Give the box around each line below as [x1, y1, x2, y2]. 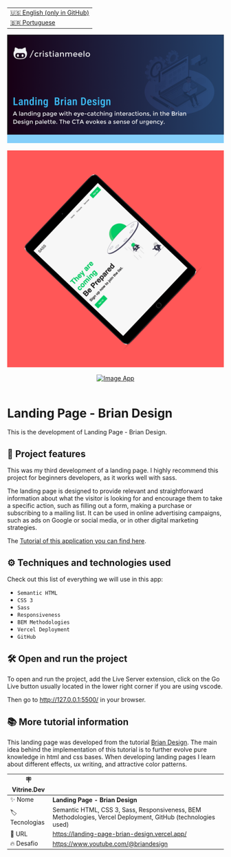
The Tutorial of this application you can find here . [7, 537, 146, 545]
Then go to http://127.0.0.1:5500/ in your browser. [7, 695, 146, 703]
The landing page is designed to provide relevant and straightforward [7, 487, 203, 496]
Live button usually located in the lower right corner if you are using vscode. [7, 682, 223, 690]
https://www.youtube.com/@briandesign [52, 839, 168, 847]
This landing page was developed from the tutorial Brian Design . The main [7, 738, 218, 746]
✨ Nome [10, 796, 34, 804]
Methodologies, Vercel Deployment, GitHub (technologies [52, 813, 215, 821]
